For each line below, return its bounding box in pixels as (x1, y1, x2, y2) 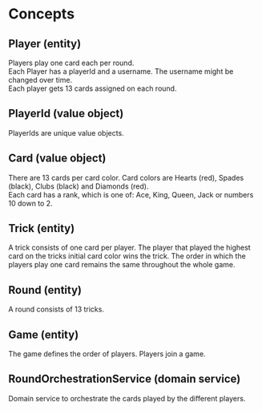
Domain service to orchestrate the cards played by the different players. (8, 393, 246, 403)
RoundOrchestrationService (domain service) (8, 372, 241, 386)
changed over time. (8, 75, 73, 84)
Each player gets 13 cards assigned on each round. (8, 83, 177, 93)
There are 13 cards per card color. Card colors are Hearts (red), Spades (8, 173, 244, 182)
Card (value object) (8, 152, 107, 165)
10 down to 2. (8, 198, 54, 208)
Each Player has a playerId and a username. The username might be (8, 67, 234, 76)
